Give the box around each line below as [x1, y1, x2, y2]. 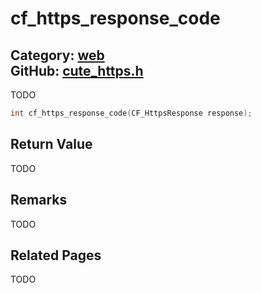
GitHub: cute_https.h [10, 62, 144, 79]
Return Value [10, 136, 93, 153]
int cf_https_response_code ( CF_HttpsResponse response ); [10, 108, 253, 118]
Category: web [10, 47, 105, 64]
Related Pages [10, 247, 102, 264]
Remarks [10, 192, 68, 209]
